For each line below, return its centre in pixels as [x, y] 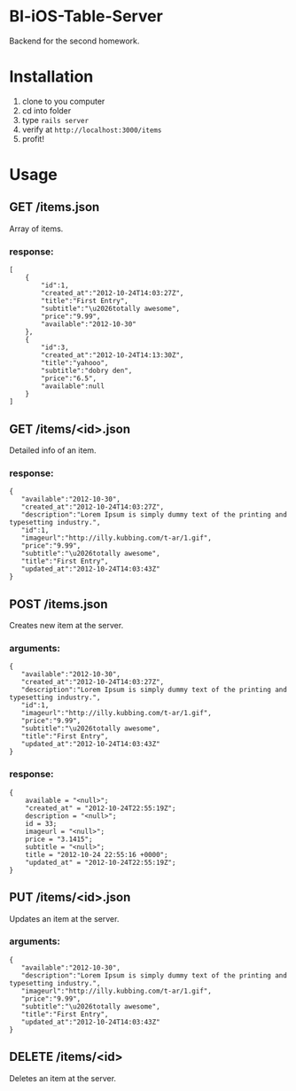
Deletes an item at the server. [63, 1078]
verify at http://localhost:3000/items [92, 129]
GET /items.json [55, 207]
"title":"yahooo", [75, 363]
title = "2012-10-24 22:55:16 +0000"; [97, 854]
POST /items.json [58, 604]
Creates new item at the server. [66, 626]
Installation [51, 77]
